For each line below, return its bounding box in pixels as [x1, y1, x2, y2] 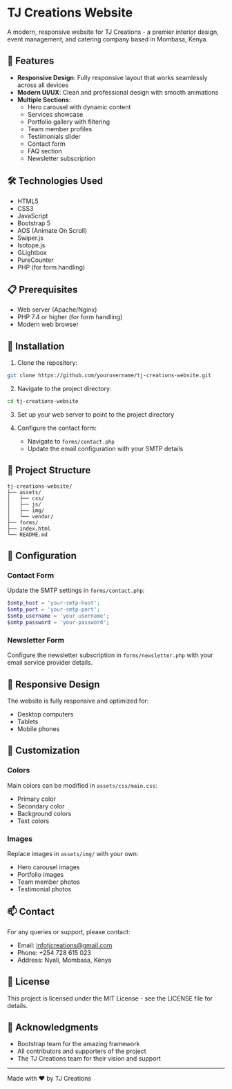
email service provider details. [7, 659, 93, 667]
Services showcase [27, 110, 84, 118]
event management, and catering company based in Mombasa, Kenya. [7, 35, 209, 43]
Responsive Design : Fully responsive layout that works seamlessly [17, 73, 208, 82]
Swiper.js [17, 234, 43, 242]
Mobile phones [17, 725, 60, 733]
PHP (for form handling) [17, 263, 86, 271]
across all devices [17, 81, 69, 89]
